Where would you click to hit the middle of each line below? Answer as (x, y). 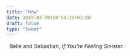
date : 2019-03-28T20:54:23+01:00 (49, 18)
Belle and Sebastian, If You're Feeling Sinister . (67, 46)
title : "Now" (23, 12)
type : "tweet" (24, 29)
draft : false (23, 23)
